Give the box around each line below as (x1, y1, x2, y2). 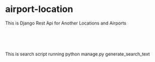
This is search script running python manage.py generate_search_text (5, 51, 150, 57)
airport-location (5, 3, 73, 15)
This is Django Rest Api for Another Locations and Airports (5, 20, 127, 26)
